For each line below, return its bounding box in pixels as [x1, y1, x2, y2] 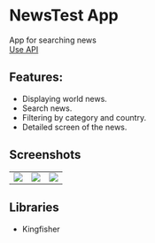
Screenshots [9, 147, 81, 162]
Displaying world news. [21, 93, 108, 104]
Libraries [9, 200, 59, 216]
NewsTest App [9, 5, 120, 26]
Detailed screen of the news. [21, 121, 128, 132]
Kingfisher [21, 223, 60, 234]
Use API [9, 43, 39, 54]
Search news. [21, 103, 73, 114]
